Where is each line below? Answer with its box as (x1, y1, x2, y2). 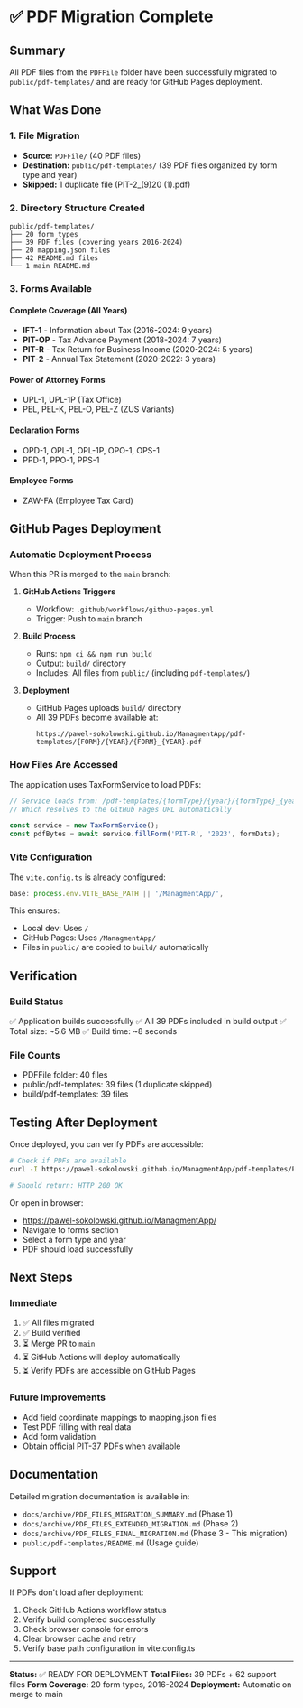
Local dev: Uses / (22, 923, 89, 934)
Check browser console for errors (22, 1624, 149, 1635)
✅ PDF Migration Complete (9, 6, 214, 27)
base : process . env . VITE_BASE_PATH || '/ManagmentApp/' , (9, 889, 224, 898)
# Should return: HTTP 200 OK (9, 1181, 124, 1190)
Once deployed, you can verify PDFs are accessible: (9, 1139, 205, 1150)
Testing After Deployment (9, 1115, 158, 1130)
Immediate (9, 1297, 58, 1310)
